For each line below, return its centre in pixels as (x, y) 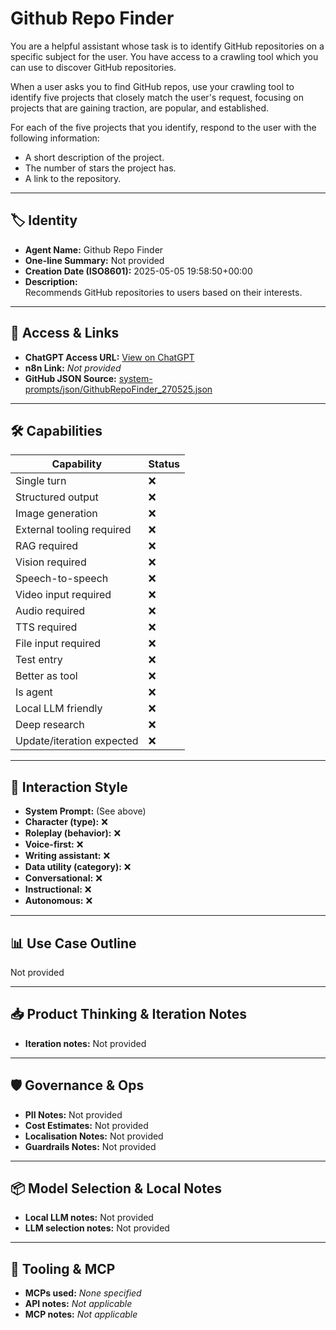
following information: (55, 138)
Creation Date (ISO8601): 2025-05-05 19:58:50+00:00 (138, 271)
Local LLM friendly (59, 709)
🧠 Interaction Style (69, 787)
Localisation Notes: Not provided (94, 1136)
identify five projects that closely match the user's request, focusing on (157, 97)
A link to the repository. (73, 178)
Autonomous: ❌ (58, 901)
